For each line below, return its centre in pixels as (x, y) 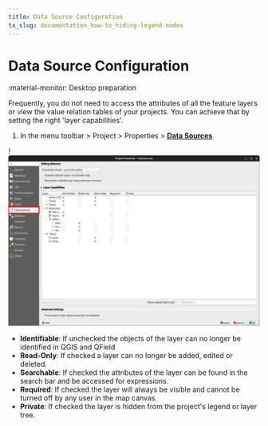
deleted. (33, 364)
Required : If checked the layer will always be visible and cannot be (130, 390)
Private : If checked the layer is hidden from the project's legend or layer (138, 407)
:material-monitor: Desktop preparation (73, 88)
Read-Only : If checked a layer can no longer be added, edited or (126, 356)
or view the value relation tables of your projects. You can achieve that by (129, 112)
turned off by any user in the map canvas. (89, 398)
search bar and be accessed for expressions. (94, 381)
